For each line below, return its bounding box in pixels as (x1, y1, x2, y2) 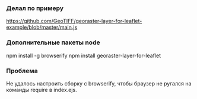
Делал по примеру (6, 4, 64, 12)
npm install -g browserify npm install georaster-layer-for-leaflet (6, 52, 161, 59)
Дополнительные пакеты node (6, 38, 100, 47)
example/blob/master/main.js (6, 24, 78, 31)
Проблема (6, 67, 38, 75)
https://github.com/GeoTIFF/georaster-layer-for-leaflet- (6, 18, 142, 25)
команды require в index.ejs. (6, 86, 77, 93)
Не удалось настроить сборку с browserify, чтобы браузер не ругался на (6, 80, 192, 87)
